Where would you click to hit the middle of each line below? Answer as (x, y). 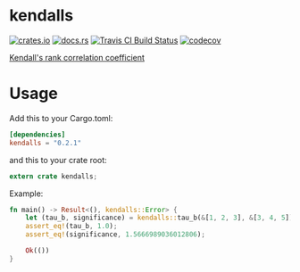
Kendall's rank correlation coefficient (77, 57)
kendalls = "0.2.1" (46, 143)
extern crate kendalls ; (54, 176)
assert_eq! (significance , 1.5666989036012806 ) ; (115, 235)
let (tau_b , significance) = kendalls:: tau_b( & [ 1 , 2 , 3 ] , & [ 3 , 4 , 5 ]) (159, 218)
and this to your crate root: (58, 160)
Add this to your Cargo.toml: (61, 118)
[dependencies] (37, 135)
